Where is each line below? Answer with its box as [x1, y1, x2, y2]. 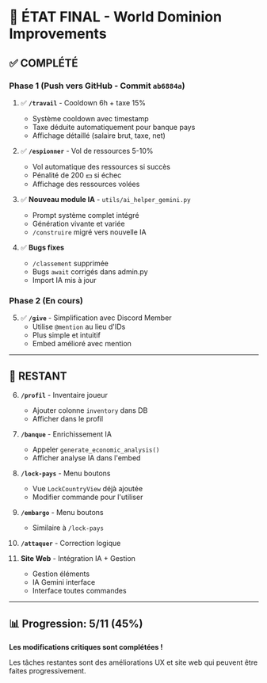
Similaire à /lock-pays [32, 523, 104, 532]
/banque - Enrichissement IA [20, 429, 112, 439]
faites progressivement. [9, 666, 86, 675]
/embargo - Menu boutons [20, 507, 104, 517]
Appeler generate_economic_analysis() [32, 445, 160, 454]
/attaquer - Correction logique [20, 538, 121, 548]
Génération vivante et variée [32, 219, 125, 228]
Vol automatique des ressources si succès [32, 162, 171, 171]
